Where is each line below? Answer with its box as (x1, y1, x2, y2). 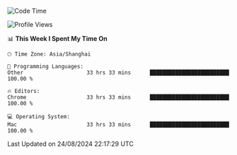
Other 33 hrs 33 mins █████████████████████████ (7, 69, 230, 76)
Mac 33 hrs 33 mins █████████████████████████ (7, 121, 230, 128)
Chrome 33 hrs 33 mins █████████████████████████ (7, 94, 230, 101)
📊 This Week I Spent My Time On (7, 35, 108, 42)
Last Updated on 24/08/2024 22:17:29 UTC (7, 139, 134, 148)
